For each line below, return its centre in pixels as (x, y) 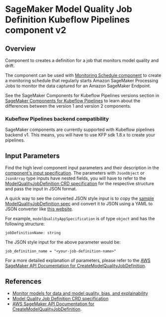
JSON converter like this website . (39, 209)
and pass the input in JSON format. (41, 189)
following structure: (25, 224)
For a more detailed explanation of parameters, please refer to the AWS (78, 260)
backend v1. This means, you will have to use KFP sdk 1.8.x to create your (80, 135)
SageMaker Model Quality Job (69, 9)
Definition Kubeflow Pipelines (67, 20)
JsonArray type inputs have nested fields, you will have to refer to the (76, 178)
